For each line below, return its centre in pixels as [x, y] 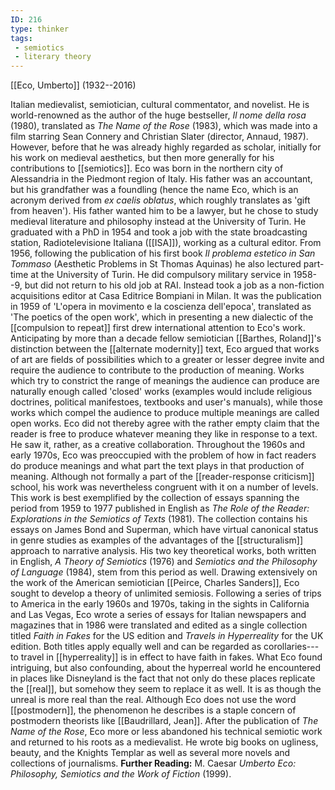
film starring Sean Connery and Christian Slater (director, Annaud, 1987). [159, 137]
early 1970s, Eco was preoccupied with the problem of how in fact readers [163, 455]
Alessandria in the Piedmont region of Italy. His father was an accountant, [161, 179]
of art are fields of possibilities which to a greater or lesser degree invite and [167, 360]
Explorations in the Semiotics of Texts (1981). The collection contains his [159, 519]
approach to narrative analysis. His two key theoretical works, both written [163, 551]
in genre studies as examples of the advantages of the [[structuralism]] [157, 540]
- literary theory [53, 57]
